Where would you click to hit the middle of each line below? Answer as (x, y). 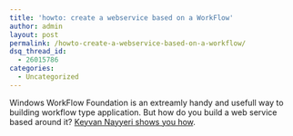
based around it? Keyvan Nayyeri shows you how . (102, 121)
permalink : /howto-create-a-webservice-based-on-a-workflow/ (128, 43)
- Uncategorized (48, 77)
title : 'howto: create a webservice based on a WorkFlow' (121, 18)
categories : (32, 69)
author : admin (36, 26)
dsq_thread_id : (38, 52)
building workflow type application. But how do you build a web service (143, 112)
